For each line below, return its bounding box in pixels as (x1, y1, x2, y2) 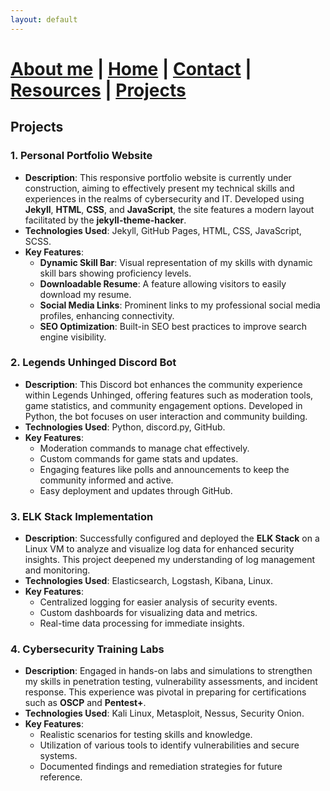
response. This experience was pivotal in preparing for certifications (24, 686, 307, 698)
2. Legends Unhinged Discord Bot (10, 356, 177, 370)
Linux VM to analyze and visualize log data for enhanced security (24, 543, 295, 555)
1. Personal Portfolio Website (10, 149, 153, 163)
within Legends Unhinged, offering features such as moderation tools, (24, 389, 314, 401)
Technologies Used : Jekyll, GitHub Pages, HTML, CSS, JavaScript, (24, 224, 302, 236)
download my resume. (39, 288, 132, 300)
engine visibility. (39, 331, 107, 343)
